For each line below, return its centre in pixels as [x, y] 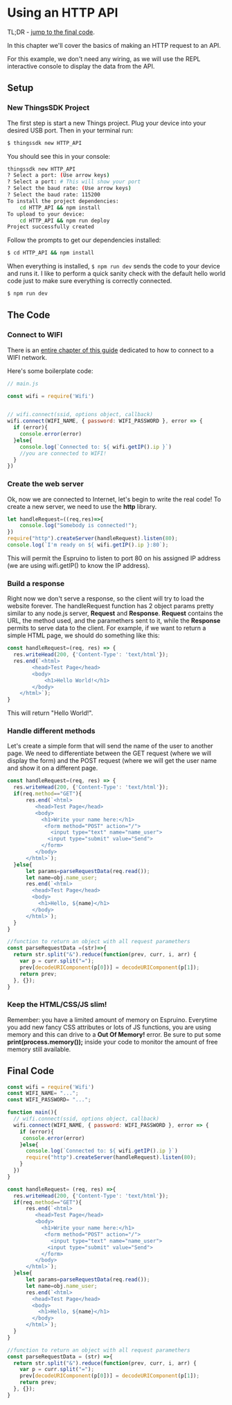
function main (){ [32, 1112]
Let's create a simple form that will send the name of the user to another [110, 746]
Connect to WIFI [35, 335]
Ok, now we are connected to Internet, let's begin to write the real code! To [114, 499]
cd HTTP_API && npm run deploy [65, 221]
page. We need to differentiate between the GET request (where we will [109, 753]
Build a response [36, 583]
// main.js [23, 383]
